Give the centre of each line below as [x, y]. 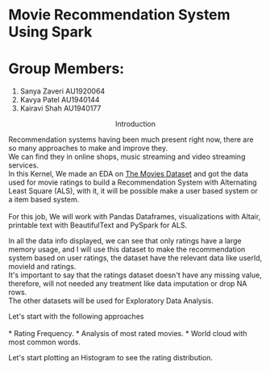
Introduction [135, 124]
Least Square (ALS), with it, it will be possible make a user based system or [133, 191]
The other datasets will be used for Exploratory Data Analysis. [111, 301]
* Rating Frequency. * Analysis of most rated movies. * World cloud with [128, 334]
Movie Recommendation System [120, 15]
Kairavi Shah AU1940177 [60, 108]
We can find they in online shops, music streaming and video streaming [127, 157]
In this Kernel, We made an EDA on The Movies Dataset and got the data [128, 174]
